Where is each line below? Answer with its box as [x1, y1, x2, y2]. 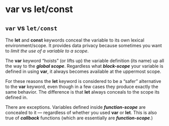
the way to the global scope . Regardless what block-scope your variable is [5, 63, 164, 69]
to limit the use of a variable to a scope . [5, 48, 89, 54]
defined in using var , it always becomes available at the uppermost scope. [5, 68, 161, 74]
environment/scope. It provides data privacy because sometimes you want [5, 43, 162, 49]
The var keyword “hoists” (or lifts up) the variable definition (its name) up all [5, 58, 164, 64]
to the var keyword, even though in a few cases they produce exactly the [5, 83, 159, 90]
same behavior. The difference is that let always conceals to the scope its [5, 89, 160, 95]
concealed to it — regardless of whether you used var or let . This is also [5, 110, 157, 115]
